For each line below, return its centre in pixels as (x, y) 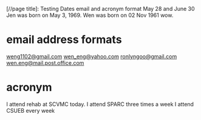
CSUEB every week (31, 110)
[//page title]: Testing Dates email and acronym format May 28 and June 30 (101, 9)
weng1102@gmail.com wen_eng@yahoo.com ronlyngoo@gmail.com (92, 56)
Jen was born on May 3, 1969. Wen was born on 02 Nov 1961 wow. (90, 15)
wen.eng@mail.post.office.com (45, 62)
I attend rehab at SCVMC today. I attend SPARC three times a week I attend (100, 104)
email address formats (64, 40)
